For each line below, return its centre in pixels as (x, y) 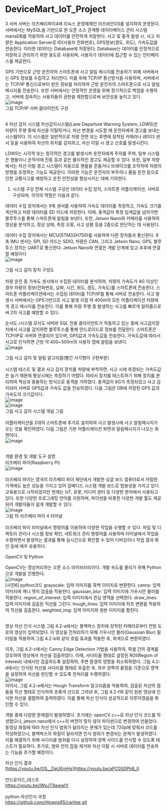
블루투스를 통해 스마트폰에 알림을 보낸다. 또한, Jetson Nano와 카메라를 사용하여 (83, 218)
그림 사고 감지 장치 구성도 (30, 270)
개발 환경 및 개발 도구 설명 (30, 456)
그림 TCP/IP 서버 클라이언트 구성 (37, 108)
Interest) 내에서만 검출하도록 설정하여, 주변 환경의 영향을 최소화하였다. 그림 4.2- (83, 661)
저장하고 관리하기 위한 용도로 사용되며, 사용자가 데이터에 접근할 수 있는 (73, 55)
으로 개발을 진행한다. (25, 573)
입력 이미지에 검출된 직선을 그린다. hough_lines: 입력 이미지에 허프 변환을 (76, 604)
